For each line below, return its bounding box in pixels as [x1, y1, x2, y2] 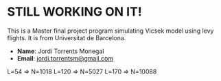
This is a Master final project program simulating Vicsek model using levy [7, 27, 214, 35]
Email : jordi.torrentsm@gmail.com [16, 54, 114, 62]
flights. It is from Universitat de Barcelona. [7, 33, 126, 42]
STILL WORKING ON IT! [7, 4, 142, 20]
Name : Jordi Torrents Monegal [16, 47, 104, 55]
